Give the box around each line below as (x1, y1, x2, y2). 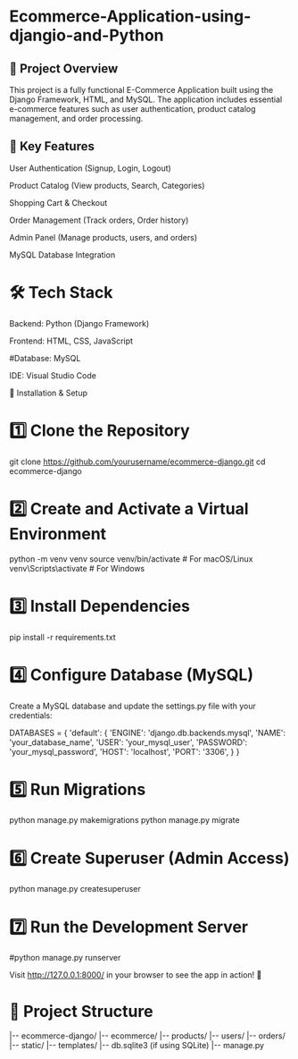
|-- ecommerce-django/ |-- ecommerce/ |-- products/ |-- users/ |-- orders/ (9, 1030, 286, 1041)
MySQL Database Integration (9, 249, 116, 260)
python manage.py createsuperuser (9, 884, 141, 894)
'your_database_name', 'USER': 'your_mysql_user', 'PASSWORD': (9, 736, 248, 748)
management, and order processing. (9, 114, 144, 123)
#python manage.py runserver (9, 953, 121, 963)
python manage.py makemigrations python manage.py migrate (9, 815, 240, 826)
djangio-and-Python (9, 25, 164, 46)
